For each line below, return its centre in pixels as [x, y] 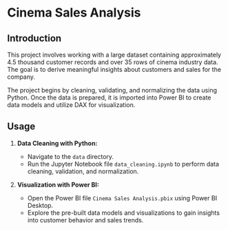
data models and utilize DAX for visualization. [71, 105]
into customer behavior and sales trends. [85, 220]
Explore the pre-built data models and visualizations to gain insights [124, 213]
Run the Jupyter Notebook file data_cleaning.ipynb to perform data [123, 164]
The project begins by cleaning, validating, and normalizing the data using [112, 90]
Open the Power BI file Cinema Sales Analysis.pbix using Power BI [122, 198]
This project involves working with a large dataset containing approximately [114, 55]
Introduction [34, 38]
